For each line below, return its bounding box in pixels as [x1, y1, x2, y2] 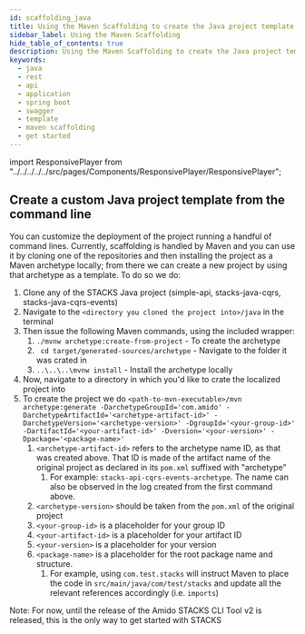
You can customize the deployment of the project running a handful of [9, 231, 272, 242]
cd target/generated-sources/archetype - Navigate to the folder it [40, 344, 288, 355]
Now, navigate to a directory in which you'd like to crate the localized [22, 373, 281, 384]
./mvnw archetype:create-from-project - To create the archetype [35, 335, 281, 346]
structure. [35, 558, 74, 569]
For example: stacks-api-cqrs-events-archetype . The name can [49, 471, 289, 482]
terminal [22, 315, 54, 327]
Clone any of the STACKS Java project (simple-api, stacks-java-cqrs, [22, 287, 281, 298]
